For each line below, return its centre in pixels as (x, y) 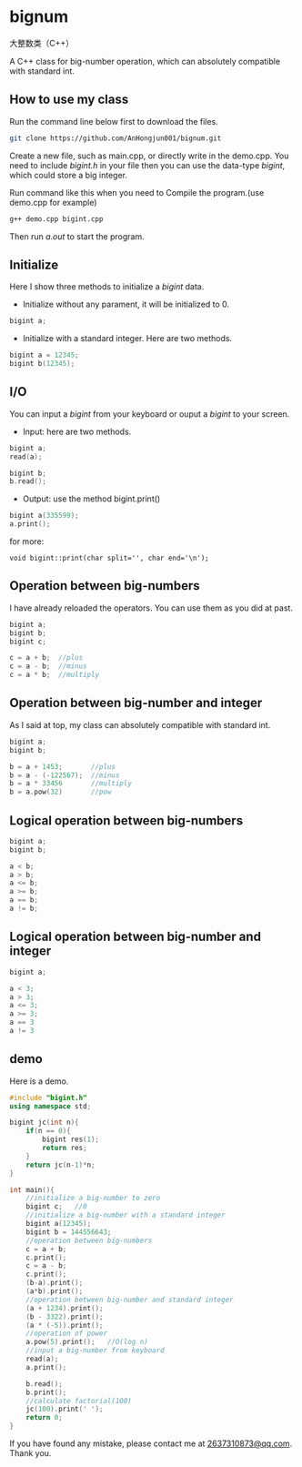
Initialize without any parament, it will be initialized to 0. (126, 304)
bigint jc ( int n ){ (44, 1123)
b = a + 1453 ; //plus (63, 766)
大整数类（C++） (42, 43)
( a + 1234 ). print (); (65, 1308)
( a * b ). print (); (55, 1291)
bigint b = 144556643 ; (69, 1232)
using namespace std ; (50, 1106)
